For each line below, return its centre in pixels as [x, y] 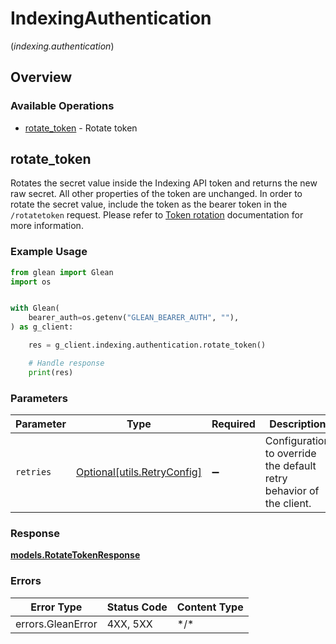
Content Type [210, 607]
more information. [47, 226]
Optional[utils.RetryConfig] [138, 472]
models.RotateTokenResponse [75, 555]
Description [298, 424]
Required [233, 424]
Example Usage [49, 252]
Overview [41, 77]
